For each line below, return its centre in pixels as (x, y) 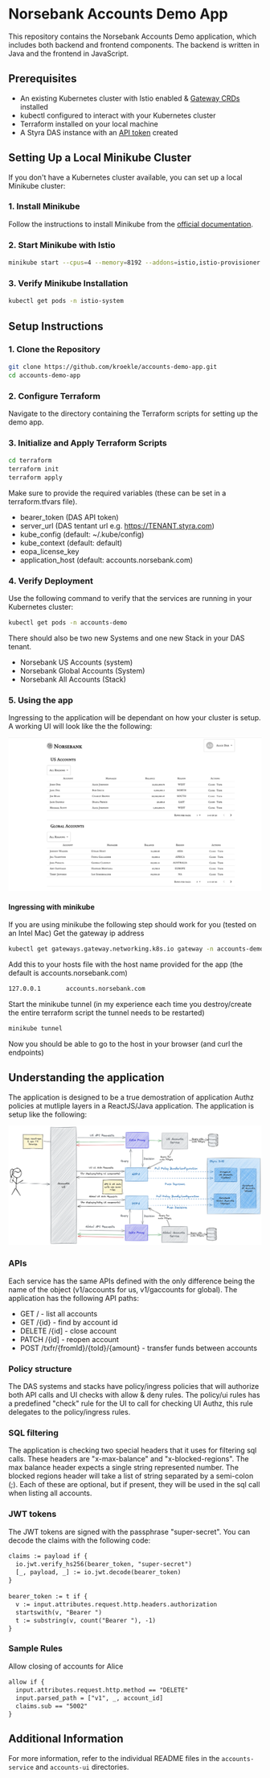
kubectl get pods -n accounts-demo (68, 623)
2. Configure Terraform (54, 396)
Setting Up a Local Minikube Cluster (100, 158)
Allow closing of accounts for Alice (66, 1666)
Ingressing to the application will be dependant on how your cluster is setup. (135, 718)
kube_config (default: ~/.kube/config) (82, 534)
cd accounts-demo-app (45, 375)
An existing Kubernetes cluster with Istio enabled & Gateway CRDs (130, 98)
